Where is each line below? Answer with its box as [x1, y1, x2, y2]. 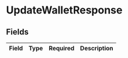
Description [79, 45, 114, 52]
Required [49, 45, 75, 52]
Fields [6, 27, 29, 37]
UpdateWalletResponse [6, 4, 123, 17]
